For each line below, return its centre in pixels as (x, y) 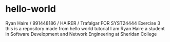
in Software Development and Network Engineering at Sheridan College (81, 34)
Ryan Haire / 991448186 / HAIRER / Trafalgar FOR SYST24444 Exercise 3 (83, 23)
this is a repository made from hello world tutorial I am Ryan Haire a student (85, 28)
